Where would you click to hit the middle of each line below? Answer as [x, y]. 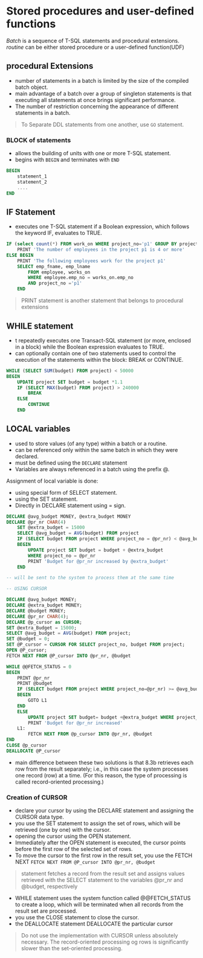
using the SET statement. [46, 499]
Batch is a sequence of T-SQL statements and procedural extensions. [93, 40]
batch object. [31, 87]
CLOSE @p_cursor [27, 745]
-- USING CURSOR [27, 589]
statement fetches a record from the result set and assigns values [103, 873]
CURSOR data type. [40, 817]
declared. [27, 456]
